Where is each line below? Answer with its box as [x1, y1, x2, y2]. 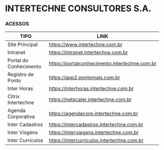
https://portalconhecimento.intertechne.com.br [48, 60, 157, 67]
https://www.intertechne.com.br [48, 41, 123, 48]
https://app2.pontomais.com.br [48, 74, 121, 81]
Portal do [7, 57, 28, 64]
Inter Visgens [7, 129, 38, 136]
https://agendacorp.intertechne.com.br [48, 110, 138, 117]
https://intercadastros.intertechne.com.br [48, 121, 143, 128]
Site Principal [7, 41, 38, 48]
